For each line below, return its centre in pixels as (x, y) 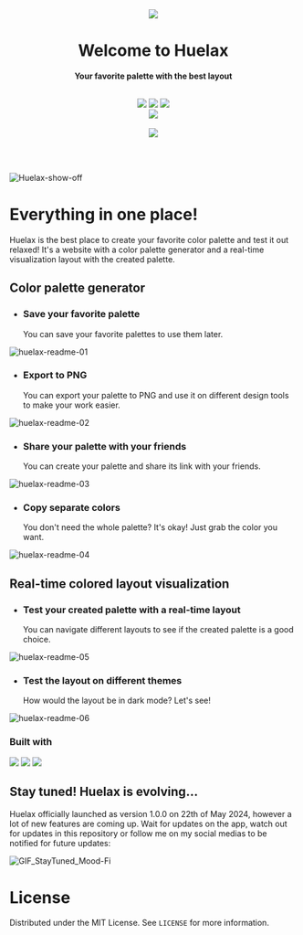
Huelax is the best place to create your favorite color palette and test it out (149, 239)
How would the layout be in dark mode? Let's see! (117, 701)
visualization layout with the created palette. (92, 259)
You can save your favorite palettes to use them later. (123, 334)
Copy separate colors (71, 508)
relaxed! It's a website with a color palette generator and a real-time (137, 250)
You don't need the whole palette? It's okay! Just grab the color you (150, 527)
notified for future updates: (60, 843)
